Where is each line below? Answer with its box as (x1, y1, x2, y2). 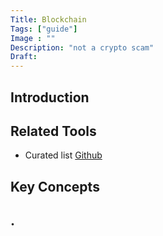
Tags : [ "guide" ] (10, 24, 78, 34)
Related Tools (10, 122, 97, 140)
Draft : (10, 52, 38, 62)
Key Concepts (10, 178, 100, 195)
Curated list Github (24, 149, 103, 161)
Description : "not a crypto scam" (10, 42, 155, 53)
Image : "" (10, 33, 56, 43)
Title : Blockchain (10, 14, 87, 25)
